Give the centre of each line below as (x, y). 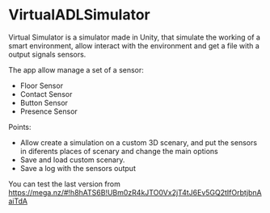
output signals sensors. (47, 54)
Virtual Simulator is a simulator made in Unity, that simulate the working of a (135, 37)
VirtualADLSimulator (80, 15)
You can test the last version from (65, 184)
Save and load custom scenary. (72, 160)
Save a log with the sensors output (78, 168)
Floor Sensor (41, 86)
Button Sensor (44, 102)
